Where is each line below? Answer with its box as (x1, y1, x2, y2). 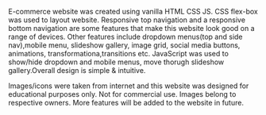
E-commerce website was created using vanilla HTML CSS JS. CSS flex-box (8, 7, 258, 16)
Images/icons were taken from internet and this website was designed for (8, 81, 249, 90)
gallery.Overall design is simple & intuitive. (8, 66, 146, 75)
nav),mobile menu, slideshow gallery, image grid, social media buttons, (8, 40, 241, 50)
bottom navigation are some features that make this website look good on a (8, 24, 256, 33)
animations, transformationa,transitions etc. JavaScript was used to (8, 49, 229, 58)
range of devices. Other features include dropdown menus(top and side (8, 32, 244, 41)
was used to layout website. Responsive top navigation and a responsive (8, 15, 246, 25)
